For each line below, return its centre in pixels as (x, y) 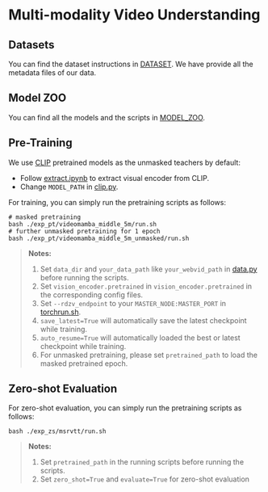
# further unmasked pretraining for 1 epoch (84, 231)
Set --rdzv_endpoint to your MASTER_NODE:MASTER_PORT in (133, 303)
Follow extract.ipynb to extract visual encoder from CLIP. (115, 178)
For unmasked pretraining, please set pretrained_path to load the (149, 355)
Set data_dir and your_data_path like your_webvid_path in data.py (149, 269)
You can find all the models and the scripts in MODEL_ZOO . (107, 117)
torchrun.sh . (61, 312)
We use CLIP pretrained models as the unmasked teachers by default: (124, 162)
